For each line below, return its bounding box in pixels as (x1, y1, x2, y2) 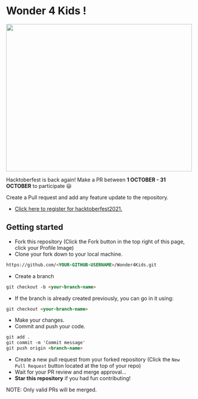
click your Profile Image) (14, 244, 74, 251)
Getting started (6, 222, 64, 232)
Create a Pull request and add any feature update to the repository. (6, 193, 169, 201)
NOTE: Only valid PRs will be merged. (6, 386, 97, 393)
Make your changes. (14, 316, 65, 324)
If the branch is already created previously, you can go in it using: (14, 295, 174, 302)
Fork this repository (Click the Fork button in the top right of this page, (14, 238, 185, 245)
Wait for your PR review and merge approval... (14, 368, 127, 375)
